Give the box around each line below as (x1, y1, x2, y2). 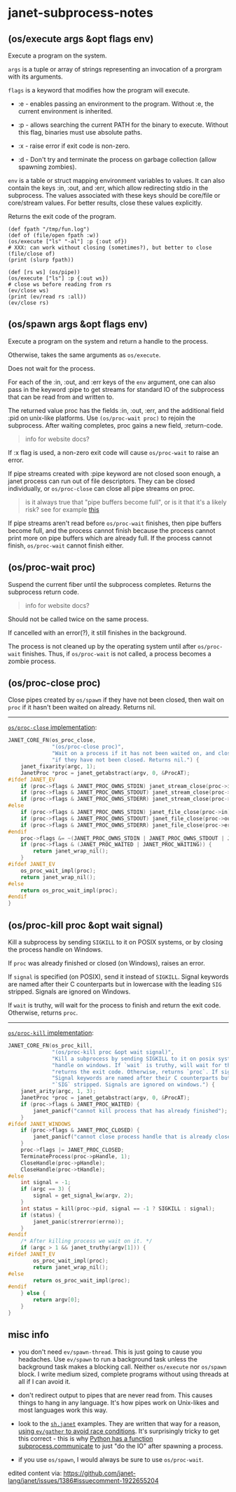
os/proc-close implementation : (8, 724, 97, 732)
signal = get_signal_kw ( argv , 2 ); (33, 1192, 134, 1200)
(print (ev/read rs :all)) (8, 293, 87, 300)
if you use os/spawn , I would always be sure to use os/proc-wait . (18, 1455, 204, 1463)
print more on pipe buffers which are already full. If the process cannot (8, 534, 212, 542)
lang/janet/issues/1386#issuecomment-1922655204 (8, 1476, 159, 1484)
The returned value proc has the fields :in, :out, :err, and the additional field (8, 406, 225, 414)
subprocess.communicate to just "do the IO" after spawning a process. (18, 1442, 223, 1450)
